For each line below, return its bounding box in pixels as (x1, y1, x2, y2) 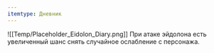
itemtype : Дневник (7, 10, 62, 18)
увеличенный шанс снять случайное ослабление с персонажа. (7, 37, 200, 46)
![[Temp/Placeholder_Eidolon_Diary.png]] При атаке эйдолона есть (7, 30, 207, 38)
